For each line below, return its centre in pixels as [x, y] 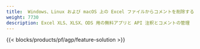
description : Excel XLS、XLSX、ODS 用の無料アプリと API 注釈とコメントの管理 [98, 23]
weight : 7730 [23, 17]
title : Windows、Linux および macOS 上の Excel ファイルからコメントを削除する [100, 12]
